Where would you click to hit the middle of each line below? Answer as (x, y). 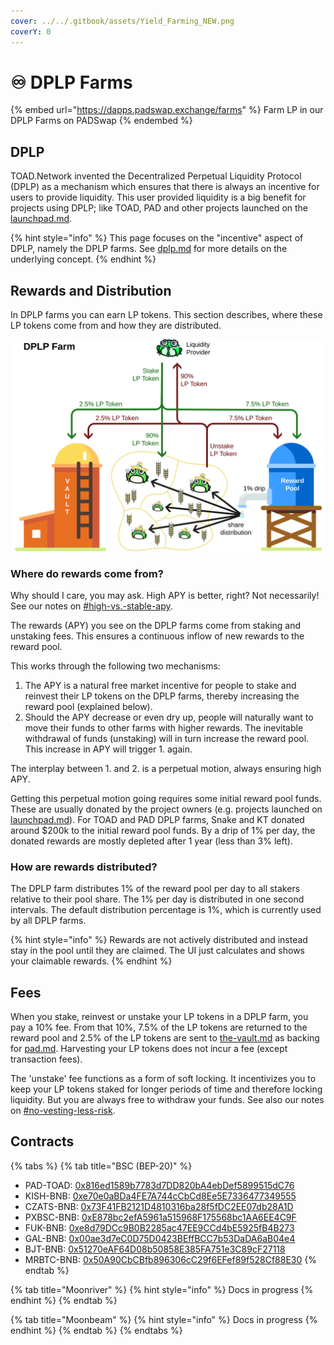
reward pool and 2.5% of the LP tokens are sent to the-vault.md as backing (165, 1038)
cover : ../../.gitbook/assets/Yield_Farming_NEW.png (122, 21)
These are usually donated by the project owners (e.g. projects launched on (166, 809)
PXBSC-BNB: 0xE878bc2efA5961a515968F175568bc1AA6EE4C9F (160, 1217)
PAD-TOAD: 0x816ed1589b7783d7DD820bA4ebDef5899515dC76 (159, 1185)
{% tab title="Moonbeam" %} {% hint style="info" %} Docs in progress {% (164, 1319)
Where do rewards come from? (87, 573)
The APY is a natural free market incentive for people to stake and (160, 685)
